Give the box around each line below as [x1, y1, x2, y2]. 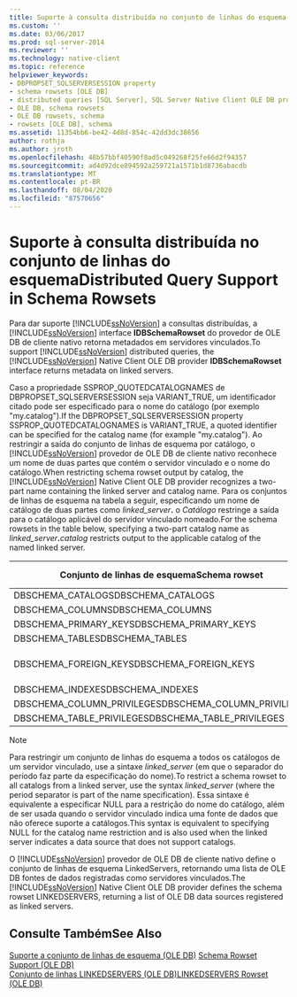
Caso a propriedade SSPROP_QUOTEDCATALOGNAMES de [9, 382, 225, 392]
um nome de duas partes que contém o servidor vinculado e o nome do [9, 457, 270, 468]
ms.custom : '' [9, 21, 62, 30]
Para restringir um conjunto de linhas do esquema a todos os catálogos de [9, 752, 280, 762]
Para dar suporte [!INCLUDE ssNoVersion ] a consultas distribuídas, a [9, 318, 258, 328]
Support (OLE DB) [9, 959, 75, 970]
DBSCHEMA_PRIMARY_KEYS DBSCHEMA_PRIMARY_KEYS [13, 617, 256, 630]
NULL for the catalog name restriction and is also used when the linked [9, 827, 268, 838]
